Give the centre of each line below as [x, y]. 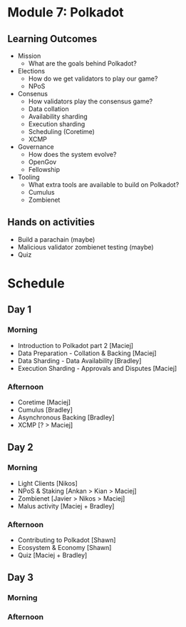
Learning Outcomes [52, 39]
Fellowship [44, 169]
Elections [31, 71]
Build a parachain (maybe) [56, 239]
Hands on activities [51, 222]
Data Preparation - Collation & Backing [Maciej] [87, 353]
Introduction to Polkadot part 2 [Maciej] [76, 345]
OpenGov [42, 162]
